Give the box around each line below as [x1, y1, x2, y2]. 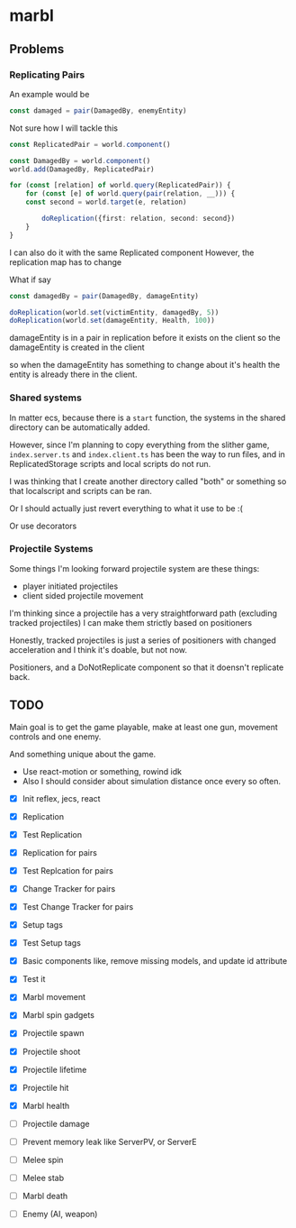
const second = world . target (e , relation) [25, 197, 187, 207]
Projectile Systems [9, 543, 94, 555]
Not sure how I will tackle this [9, 123, 119, 133]
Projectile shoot [22, 1046, 81, 1057]
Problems [9, 41, 65, 57]
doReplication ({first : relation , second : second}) [41, 214, 236, 223]
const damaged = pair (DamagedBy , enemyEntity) [9, 105, 187, 115]
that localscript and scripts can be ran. [9, 485, 153, 496]
